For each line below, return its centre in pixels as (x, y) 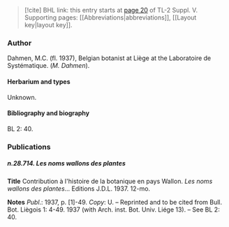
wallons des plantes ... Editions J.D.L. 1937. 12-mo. (79, 189)
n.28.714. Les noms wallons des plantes (66, 163)
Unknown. (22, 97)
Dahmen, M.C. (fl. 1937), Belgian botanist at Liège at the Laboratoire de (109, 58)
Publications (29, 147)
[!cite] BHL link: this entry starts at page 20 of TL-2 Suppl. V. (111, 10)
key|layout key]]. (48, 25)
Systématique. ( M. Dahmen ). (49, 66)
